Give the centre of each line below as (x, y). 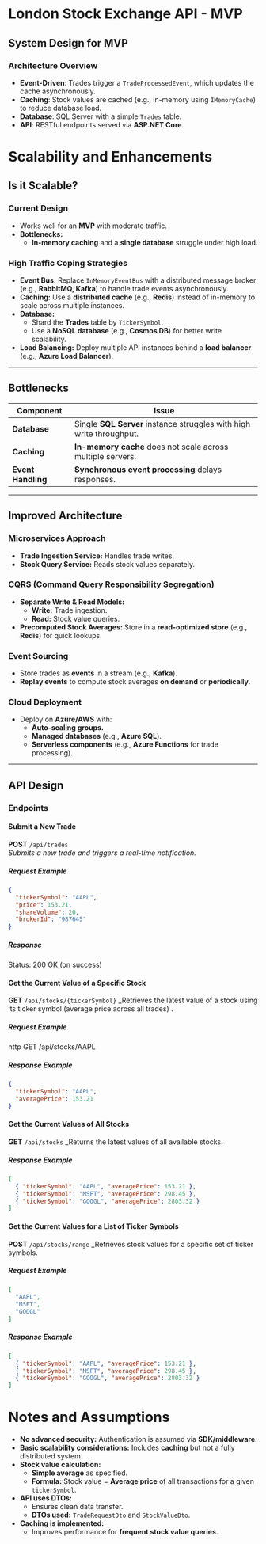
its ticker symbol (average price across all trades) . (91, 1009)
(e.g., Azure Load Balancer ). (66, 356)
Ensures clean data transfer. (77, 1507)
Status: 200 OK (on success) (55, 965)
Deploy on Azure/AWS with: (66, 719)
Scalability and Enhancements (110, 157)
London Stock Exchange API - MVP (125, 14)
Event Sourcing (38, 656)
